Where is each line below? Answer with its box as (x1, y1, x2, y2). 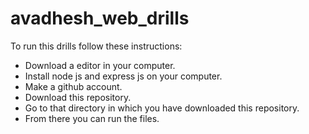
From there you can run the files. (24, 112, 160, 124)
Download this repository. (24, 91, 132, 103)
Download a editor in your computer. (24, 59, 176, 71)
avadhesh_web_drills (10, 7, 190, 30)
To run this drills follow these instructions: (10, 40, 183, 52)
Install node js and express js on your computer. (24, 70, 223, 82)
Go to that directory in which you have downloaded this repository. (24, 102, 300, 114)
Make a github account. (24, 80, 123, 92)
